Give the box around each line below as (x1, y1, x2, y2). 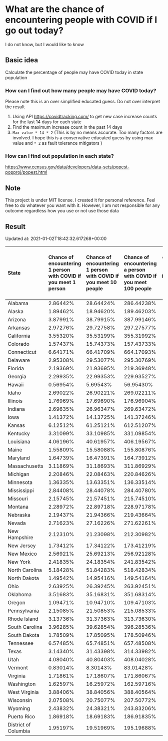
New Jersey (7, 542, 36, 549)
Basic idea (5, 56, 38, 65)
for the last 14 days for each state (12, 119, 81, 125)
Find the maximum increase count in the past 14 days (12, 124, 122, 130)
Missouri (7, 495, 28, 502)
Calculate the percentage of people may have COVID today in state (5, 69, 143, 75)
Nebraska (7, 511, 31, 518)
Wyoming (7, 705, 30, 712)
